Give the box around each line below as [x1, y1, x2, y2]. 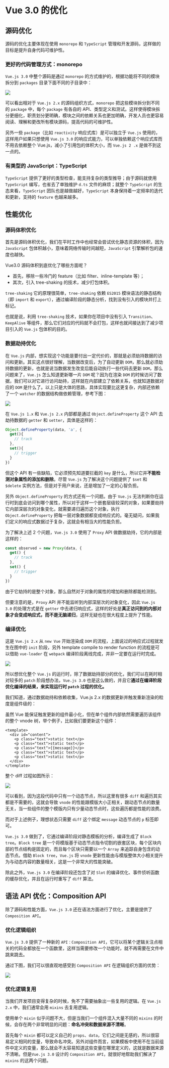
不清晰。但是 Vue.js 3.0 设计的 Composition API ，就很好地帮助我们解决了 [5, 1051, 157, 1057]
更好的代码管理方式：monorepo [5, 61, 83, 68]
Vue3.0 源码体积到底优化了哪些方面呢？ [5, 262, 88, 269]
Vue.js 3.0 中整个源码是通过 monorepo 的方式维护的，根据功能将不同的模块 [5, 73, 160, 79]
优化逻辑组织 [5, 926, 37, 933]
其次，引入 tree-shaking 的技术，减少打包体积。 [12, 279, 112, 286]
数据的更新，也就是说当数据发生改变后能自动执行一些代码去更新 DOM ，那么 [9, 365, 163, 371]
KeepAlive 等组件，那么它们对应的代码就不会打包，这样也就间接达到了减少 [5, 320, 159, 326]
